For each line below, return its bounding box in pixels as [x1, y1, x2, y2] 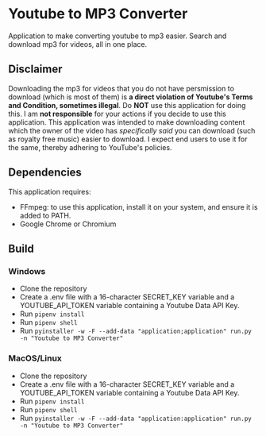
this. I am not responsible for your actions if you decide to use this [8, 109, 226, 118]
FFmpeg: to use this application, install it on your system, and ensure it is [19, 202, 258, 211]
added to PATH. [19, 210, 71, 220]
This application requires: [8, 187, 91, 196]
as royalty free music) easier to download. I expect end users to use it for [8, 134, 248, 144]
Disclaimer [8, 63, 63, 76]
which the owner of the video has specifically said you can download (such [8, 125, 256, 135]
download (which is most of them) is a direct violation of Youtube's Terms [8, 92, 253, 102]
